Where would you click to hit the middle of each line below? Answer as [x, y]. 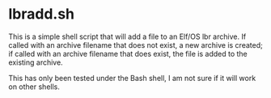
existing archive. [36, 62]
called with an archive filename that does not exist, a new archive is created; [135, 45]
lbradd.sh [42, 14]
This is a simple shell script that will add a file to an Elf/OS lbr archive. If [127, 36]
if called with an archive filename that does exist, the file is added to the [128, 53]
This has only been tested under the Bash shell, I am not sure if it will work [132, 78]
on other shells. [34, 87]
